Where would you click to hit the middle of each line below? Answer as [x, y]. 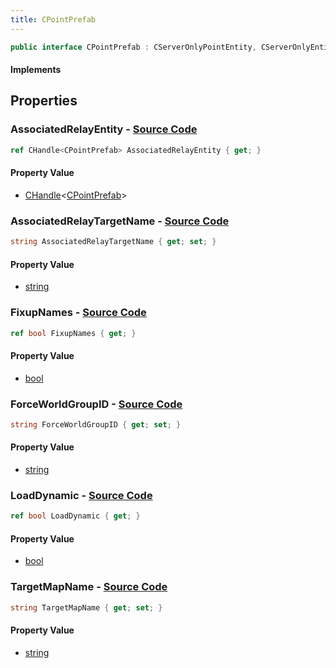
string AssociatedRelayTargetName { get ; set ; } [113, 242]
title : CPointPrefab [53, 19]
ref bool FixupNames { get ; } [73, 333]
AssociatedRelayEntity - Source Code [104, 129]
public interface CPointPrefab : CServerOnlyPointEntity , [133, 47]
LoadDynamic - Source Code [81, 495]
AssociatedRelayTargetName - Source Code [120, 221]
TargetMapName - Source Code [89, 587]
